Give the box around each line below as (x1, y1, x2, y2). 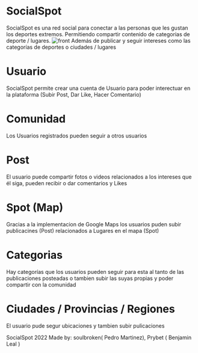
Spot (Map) (6, 200, 64, 214)
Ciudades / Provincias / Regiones (6, 302, 176, 316)
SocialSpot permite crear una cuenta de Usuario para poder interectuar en (6, 84, 191, 92)
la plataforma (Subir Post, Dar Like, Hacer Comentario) (6, 91, 141, 98)
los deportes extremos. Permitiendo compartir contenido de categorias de (6, 30, 190, 37)
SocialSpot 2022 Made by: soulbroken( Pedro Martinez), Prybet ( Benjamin (6, 334, 191, 341)
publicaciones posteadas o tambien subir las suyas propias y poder (6, 275, 173, 282)
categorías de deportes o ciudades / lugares (6, 43, 116, 51)
